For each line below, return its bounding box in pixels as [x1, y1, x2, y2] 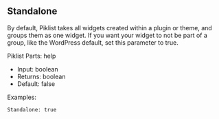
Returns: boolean [16, 72, 66, 80]
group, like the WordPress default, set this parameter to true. [7, 38, 178, 47]
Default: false [16, 79, 56, 88]
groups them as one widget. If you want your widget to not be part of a [7, 31, 208, 39]
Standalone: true [7, 106, 57, 113]
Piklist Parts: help [7, 52, 56, 60]
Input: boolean [16, 65, 58, 73]
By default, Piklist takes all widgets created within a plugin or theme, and [7, 23, 213, 32]
